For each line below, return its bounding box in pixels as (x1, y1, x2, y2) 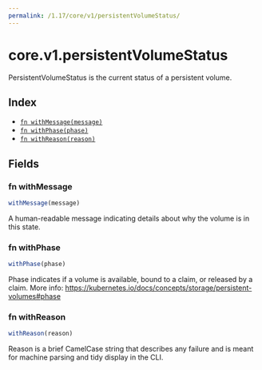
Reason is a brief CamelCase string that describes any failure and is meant (8, 344, 254, 354)
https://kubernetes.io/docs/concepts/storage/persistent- (65, 283, 252, 292)
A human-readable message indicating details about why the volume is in (8, 213, 250, 223)
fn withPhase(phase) (19, 127, 89, 135)
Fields (8, 157, 40, 170)
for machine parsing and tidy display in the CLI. (8, 352, 164, 362)
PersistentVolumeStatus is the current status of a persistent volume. (8, 73, 232, 82)
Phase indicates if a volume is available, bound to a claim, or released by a (8, 275, 253, 284)
